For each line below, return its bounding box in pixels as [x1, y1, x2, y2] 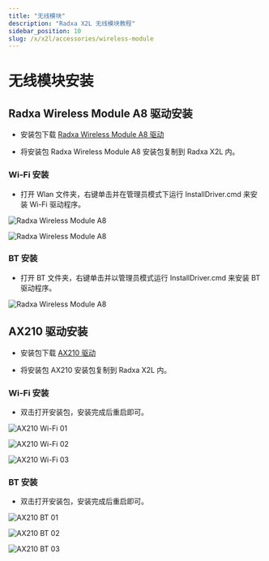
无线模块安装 [8, 72, 95, 90]
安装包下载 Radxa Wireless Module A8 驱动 [19, 130, 164, 139]
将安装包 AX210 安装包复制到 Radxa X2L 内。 [19, 365, 172, 375]
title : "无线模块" [8, 11, 66, 20]
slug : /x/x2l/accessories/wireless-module [8, 34, 154, 43]
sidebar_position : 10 [8, 27, 82, 35]
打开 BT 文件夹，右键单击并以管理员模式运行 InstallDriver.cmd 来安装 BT [19, 272, 261, 282]
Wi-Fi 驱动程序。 [29, 199, 85, 209]
